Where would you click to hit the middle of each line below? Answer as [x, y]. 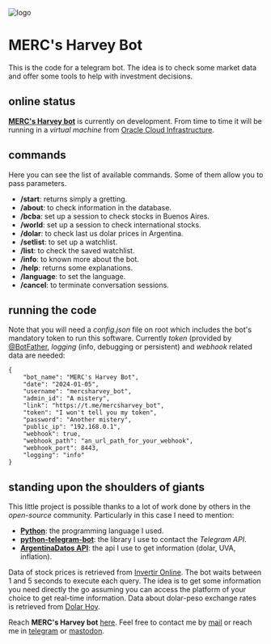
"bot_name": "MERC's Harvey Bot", [81, 377]
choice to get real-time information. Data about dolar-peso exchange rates [132, 598]
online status [42, 102]
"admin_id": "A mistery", [67, 399]
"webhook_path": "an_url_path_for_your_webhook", [108, 441]
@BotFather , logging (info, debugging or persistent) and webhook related [130, 347]
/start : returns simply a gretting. [74, 199]
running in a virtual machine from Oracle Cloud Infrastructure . [111, 129]
